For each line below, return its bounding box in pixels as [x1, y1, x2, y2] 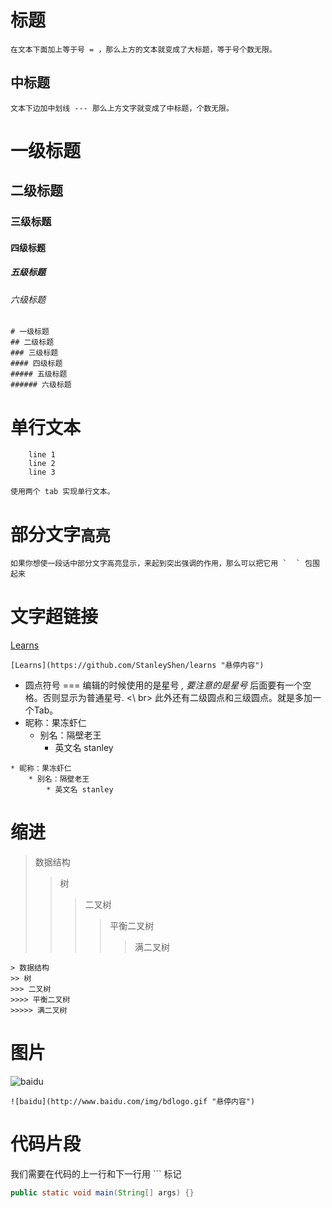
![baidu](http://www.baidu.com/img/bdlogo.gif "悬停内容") [10, 1097, 256, 1107]
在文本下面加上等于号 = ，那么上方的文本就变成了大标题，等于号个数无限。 [10, 44, 277, 55]
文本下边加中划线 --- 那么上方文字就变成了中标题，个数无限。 [10, 103, 234, 113]
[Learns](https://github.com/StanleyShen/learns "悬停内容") [10, 661, 265, 671]
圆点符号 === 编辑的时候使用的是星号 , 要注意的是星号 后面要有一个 [24, 679, 303, 691]
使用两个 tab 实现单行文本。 [10, 487, 115, 497]
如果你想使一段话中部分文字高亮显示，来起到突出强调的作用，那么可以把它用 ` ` [10, 559, 301, 569]
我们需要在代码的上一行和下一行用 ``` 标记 [10, 1168, 182, 1180]
